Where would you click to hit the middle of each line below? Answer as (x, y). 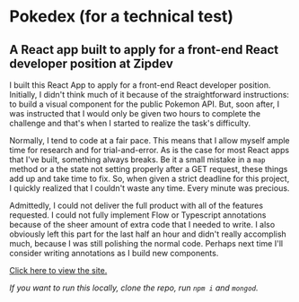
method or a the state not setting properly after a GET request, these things (149, 169)
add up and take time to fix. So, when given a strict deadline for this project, (149, 178)
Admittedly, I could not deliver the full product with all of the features (136, 205)
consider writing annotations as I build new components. (114, 253)
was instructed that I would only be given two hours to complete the (135, 113)
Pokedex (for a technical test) (122, 17)
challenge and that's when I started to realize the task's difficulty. (130, 123)
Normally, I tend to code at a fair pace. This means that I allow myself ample (149, 140)
